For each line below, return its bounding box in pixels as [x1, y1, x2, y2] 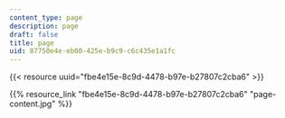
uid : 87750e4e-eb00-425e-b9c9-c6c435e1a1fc [9, 47, 176, 56]
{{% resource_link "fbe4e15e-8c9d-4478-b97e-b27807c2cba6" [9, 89, 249, 100]
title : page [9, 38, 54, 48]
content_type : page [9, 13, 83, 23]
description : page [9, 22, 79, 31]
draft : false [9, 30, 59, 39]
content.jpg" [9, 98, 56, 109]
